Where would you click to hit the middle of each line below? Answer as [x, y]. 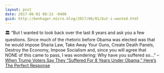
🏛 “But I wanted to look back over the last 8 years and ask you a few [75, 33]
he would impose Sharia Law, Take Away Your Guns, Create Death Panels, [80, 45]
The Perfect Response [28, 66]
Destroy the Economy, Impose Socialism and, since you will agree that [76, 50]
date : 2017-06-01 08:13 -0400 [36, 14]
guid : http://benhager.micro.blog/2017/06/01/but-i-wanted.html [72, 18]
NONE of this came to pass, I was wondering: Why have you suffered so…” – [82, 55]
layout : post [18, 9]
